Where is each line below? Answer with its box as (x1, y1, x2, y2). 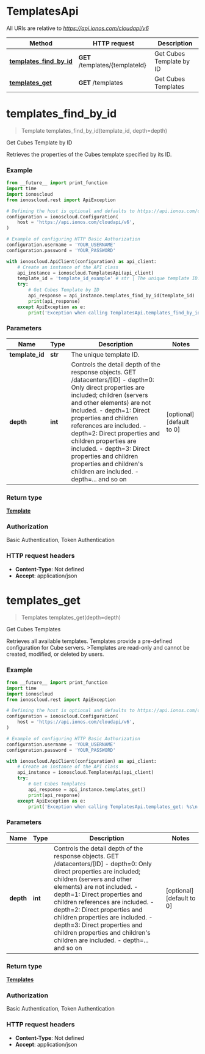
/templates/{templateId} (78, 61, 146, 69)
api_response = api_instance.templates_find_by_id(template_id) (28, 292, 195, 299)
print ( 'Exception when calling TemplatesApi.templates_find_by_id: (28, 310, 203, 316)
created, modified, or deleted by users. (6, 650, 104, 658)
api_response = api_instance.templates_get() (28, 786, 146, 793)
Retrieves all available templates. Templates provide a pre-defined (6, 637, 173, 645)
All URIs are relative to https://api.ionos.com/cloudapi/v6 (6, 24, 149, 32)
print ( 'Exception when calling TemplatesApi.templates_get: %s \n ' (28, 803, 201, 810)
